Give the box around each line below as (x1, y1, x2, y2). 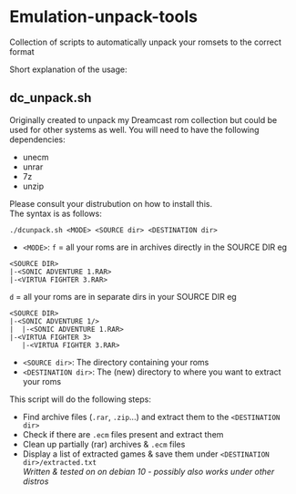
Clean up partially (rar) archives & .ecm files (22, 438, 186, 449)
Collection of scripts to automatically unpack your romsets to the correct (9, 36, 282, 47)
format (9, 46, 35, 57)
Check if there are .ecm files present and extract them (22, 428, 224, 439)
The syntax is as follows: (9, 208, 102, 219)
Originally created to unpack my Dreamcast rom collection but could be (9, 114, 278, 125)
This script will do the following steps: (9, 394, 152, 405)
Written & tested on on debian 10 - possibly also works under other (22, 466, 275, 477)
